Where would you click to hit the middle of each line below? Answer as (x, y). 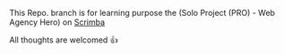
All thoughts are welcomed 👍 (64, 40)
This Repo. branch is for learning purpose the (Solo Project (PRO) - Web (142, 13)
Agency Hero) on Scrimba (57, 22)
